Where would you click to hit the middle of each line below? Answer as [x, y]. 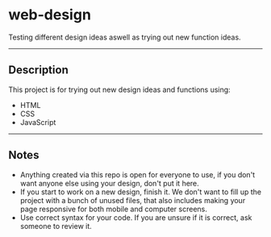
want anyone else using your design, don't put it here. [109, 183]
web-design [50, 15]
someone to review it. [56, 226]
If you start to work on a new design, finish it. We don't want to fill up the [141, 192]
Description [38, 70]
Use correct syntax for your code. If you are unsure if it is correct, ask [136, 217]
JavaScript [38, 122]
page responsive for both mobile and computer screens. [114, 209]
